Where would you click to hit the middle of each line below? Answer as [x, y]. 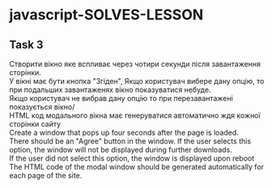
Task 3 [26, 45]
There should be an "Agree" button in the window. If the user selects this [130, 141]
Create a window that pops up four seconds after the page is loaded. [124, 132]
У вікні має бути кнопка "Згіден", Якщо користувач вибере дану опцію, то [137, 81]
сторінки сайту [35, 124]
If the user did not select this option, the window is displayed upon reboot [132, 158]
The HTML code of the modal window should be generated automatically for [137, 167]
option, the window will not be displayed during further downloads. [121, 150]
